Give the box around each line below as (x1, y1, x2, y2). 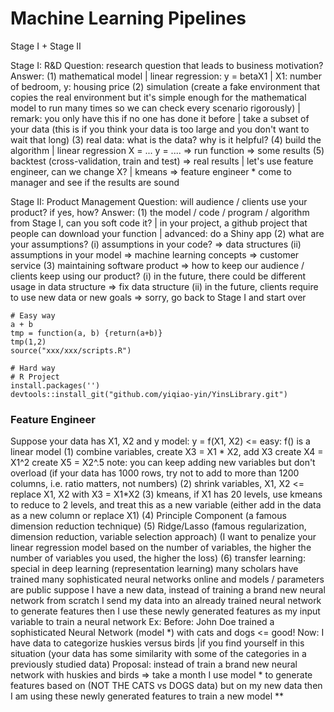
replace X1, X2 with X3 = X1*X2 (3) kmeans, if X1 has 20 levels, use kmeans (10, 488, 323, 501)
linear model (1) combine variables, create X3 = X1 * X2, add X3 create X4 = (10, 446, 324, 458)
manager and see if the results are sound (10, 176, 180, 188)
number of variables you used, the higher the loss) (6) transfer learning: (10, 552, 306, 564)
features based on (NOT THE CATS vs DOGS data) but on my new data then (10, 680, 323, 692)
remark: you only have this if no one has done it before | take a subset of (10, 112, 310, 124)
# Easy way (10, 310, 56, 321)
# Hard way (10, 363, 56, 373)
